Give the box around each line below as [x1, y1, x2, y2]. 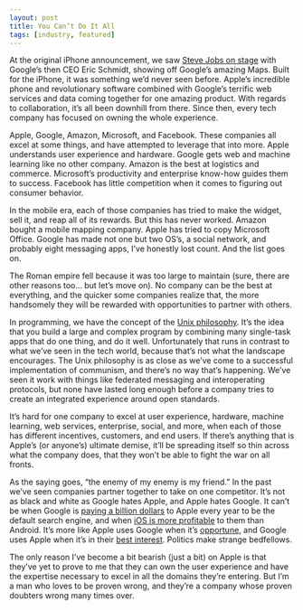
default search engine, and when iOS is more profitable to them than [9, 515, 265, 526]
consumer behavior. [9, 187, 84, 199]
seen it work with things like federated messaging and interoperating [9, 374, 265, 385]
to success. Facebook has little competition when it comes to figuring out [9, 178, 283, 189]
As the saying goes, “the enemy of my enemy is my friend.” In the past [9, 476, 272, 488]
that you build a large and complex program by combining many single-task [9, 326, 291, 337]
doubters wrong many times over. [9, 590, 135, 601]
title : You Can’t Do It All [9, 22, 116, 31]
